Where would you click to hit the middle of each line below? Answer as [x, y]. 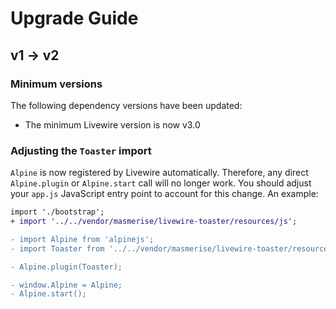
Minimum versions [56, 84]
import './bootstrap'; [57, 212]
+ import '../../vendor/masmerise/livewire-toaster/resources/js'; [154, 222]
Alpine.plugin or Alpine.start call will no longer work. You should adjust [161, 183]
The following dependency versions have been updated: [126, 105]
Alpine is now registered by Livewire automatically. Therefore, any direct [159, 173]
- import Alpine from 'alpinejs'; [82, 239]
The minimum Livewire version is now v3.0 [112, 124]
